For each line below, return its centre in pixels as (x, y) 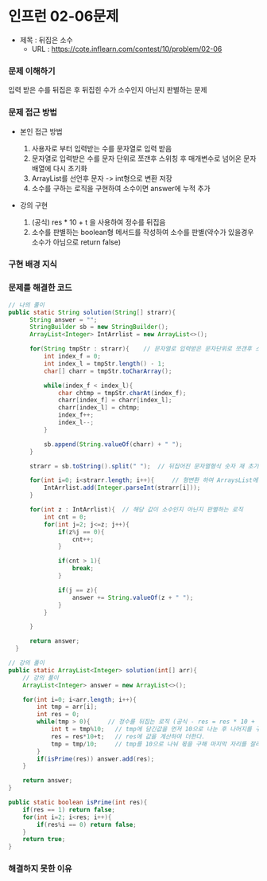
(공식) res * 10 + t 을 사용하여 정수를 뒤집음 (99, 222)
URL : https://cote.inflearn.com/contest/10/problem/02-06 (127, 49)
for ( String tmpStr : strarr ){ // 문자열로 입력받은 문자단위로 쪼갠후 (141, 349)
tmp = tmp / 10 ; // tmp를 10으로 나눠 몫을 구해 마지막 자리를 (149, 744)
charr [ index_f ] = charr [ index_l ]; (115, 400)
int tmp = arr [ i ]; (67, 707)
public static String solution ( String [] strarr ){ (92, 312)
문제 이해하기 (32, 71)
